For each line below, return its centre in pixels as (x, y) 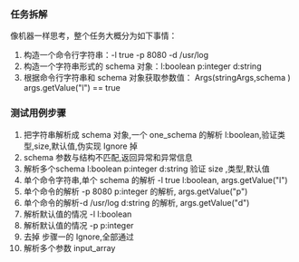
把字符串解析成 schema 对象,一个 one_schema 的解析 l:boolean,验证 (150, 134)
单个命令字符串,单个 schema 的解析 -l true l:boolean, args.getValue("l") (155, 180)
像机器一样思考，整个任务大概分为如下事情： (94, 36)
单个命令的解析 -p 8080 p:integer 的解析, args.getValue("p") (135, 191)
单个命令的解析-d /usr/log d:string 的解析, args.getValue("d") (136, 202)
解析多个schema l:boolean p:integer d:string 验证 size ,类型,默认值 (146, 169)
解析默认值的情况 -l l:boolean (77, 214)
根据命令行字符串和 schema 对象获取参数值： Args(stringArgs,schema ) (157, 78)
